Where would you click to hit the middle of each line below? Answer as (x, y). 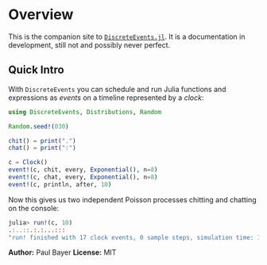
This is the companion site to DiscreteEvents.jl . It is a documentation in (127, 36)
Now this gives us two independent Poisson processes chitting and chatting (132, 199)
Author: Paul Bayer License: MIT (62, 252)
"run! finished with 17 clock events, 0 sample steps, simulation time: (131, 237)
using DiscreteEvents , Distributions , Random (85, 112)
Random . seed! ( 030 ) (39, 126)
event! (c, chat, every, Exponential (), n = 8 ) (83, 177)
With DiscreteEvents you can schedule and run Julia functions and (117, 89)
